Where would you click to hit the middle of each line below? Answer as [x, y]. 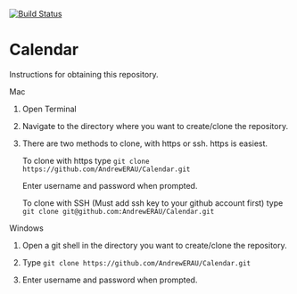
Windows [27, 228]
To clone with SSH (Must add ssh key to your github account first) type [153, 203]
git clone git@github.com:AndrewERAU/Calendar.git [118, 211]
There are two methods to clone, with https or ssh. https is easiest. [145, 143]
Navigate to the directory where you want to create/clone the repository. [155, 126]
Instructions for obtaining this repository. [84, 74]
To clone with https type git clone [86, 160]
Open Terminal [49, 109]
